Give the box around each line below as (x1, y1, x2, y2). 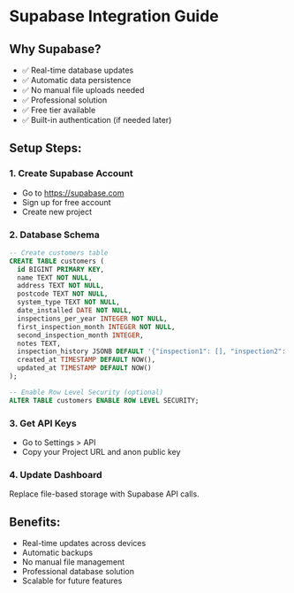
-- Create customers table (9, 248, 109, 258)
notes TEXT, (17, 339, 62, 348)
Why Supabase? (9, 42, 102, 57)
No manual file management (21, 557, 125, 567)
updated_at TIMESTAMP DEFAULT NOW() (17, 364, 152, 373)
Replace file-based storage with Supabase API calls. (9, 489, 200, 499)
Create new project (21, 206, 93, 217)
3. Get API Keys (9, 417, 77, 429)
